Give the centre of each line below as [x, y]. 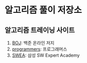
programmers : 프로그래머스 [39, 49]
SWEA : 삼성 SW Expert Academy [46, 55]
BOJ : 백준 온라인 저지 [33, 43]
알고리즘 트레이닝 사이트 [40, 30]
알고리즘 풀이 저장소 [43, 10]
